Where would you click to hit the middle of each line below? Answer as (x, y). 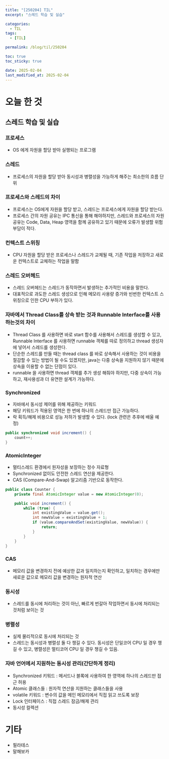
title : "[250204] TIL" (29, 10)
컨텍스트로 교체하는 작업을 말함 (49, 261)
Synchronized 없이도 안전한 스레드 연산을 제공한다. (64, 473)
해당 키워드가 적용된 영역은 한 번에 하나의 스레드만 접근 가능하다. (76, 411)
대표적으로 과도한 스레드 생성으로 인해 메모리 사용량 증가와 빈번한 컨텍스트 (86, 294)
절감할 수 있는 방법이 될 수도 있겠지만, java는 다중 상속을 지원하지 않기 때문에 (88, 360)
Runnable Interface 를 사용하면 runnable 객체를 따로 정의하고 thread (81, 341)
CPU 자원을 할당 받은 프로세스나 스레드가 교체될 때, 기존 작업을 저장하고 (83, 255)
